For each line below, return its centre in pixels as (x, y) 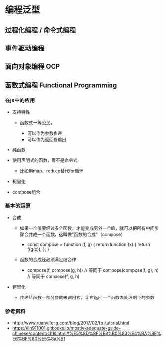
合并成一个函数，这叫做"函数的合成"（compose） (75, 234)
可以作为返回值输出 (47, 140)
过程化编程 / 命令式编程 (41, 30)
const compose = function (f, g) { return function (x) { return (88, 244)
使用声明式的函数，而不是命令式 (45, 160)
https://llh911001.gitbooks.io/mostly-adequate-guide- (67, 328)
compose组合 (26, 192)
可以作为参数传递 (45, 133)
